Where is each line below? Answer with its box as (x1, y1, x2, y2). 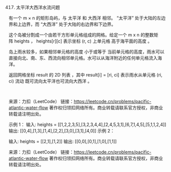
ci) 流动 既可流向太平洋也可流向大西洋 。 (8, 78, 92, 84)
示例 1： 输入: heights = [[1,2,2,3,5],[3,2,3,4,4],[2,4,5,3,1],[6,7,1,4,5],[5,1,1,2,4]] (8, 121, 166, 127)
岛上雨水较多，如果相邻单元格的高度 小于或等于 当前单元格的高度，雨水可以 (8, 49, 164, 54)
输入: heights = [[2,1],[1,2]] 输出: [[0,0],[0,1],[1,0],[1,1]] (8, 138, 117, 144)
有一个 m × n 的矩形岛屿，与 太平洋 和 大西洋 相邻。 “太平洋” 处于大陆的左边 (8, 15, 166, 21)
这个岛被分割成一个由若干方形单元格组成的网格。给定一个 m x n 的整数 (8, 32, 154, 37)
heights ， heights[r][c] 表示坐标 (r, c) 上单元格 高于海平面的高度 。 (14, 38, 152, 44)
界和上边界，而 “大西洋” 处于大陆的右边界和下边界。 (8, 21, 116, 27)
